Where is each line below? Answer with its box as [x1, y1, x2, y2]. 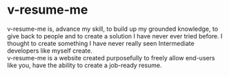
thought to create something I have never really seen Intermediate [7, 39, 195, 47]
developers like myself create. [7, 47, 93, 55]
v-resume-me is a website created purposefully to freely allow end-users [7, 53, 215, 62]
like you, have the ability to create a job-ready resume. [7, 61, 162, 69]
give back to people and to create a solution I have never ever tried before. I [7, 31, 223, 40]
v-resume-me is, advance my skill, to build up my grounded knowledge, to [7, 25, 219, 33]
